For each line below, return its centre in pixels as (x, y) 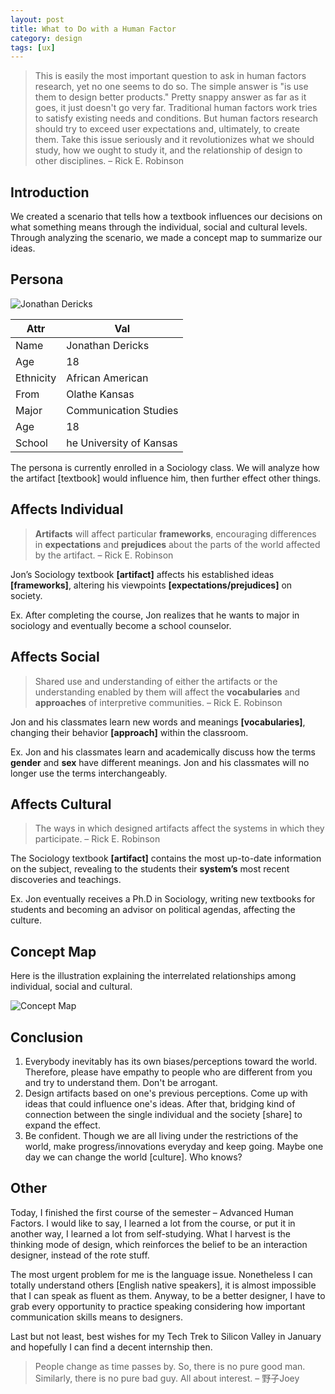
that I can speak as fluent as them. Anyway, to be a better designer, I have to (168, 1295)
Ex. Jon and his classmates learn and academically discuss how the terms (163, 752)
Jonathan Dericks (108, 345)
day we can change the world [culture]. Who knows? (133, 1157)
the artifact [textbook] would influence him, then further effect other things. (166, 478)
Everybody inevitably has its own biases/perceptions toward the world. (171, 1061)
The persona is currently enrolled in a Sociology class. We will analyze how (165, 467)
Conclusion (47, 1037)
